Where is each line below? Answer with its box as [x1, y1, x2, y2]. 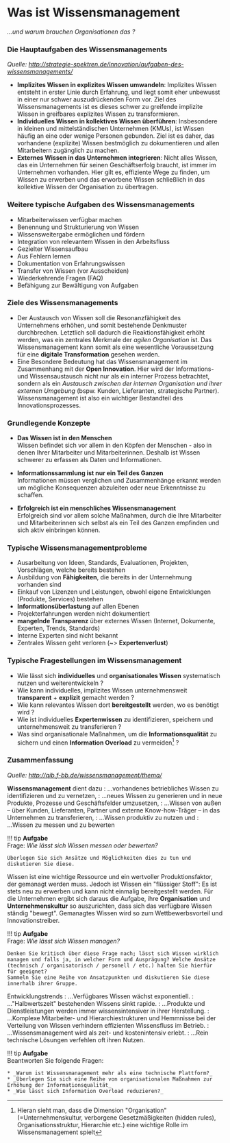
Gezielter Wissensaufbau [16, 245, 88, 253]
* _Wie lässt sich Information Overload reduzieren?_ [7, 1087, 164, 1094]
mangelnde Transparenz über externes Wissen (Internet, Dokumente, [16, 617, 216, 625]
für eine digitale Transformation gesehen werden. [16, 350, 160, 358]
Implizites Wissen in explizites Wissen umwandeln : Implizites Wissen [16, 81, 217, 89]
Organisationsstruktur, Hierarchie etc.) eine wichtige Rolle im [16, 1120, 188, 1129]
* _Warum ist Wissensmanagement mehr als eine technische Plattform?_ [7, 1070, 213, 1076]
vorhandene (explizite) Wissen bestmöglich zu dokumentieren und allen [16, 139, 220, 147]
